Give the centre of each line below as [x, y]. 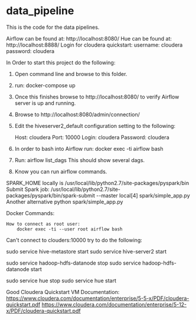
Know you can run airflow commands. [61, 171]
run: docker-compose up [45, 85]
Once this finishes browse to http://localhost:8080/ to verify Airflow [97, 97]
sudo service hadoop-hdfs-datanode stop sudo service [74, 263]
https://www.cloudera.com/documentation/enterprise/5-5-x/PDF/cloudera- [98, 298]
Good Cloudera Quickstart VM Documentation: [63, 292]
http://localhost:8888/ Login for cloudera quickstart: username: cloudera [94, 45]
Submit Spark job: [28, 189]
